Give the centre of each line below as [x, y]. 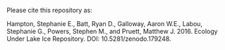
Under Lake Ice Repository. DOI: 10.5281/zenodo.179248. [89, 39]
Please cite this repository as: [49, 10]
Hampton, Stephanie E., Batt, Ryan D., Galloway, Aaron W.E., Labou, [104, 24]
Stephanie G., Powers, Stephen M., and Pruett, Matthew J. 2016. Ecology [112, 31]
